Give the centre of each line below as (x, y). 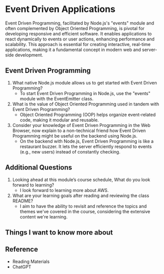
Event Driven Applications (60, 9)
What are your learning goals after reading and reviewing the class (81, 195)
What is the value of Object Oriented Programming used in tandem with (86, 104)
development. (29, 55)
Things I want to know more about (59, 232)
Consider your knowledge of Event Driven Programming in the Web (81, 125)
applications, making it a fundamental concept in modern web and (73, 49)
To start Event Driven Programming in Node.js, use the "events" (85, 93)
